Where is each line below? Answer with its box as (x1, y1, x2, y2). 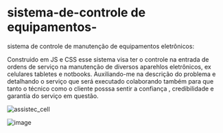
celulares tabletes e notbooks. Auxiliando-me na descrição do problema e (7, 70, 216, 78)
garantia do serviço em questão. (7, 91, 99, 100)
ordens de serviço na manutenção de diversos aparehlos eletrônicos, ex (7, 62, 211, 71)
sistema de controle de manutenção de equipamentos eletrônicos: (7, 42, 194, 50)
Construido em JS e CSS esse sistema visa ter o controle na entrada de (7, 55, 209, 63)
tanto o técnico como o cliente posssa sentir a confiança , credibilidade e (7, 84, 214, 93)
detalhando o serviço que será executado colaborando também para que (7, 77, 214, 85)
